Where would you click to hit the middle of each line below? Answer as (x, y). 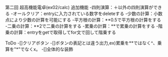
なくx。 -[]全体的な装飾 (49, 49)
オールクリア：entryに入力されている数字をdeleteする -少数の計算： (83, 13)
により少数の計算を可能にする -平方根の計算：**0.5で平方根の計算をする (85, 20)
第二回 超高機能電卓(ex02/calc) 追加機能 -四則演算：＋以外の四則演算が (79, 7)
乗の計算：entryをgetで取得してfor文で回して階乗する (61, 32)
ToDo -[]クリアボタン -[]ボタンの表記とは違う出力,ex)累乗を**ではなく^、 (81, 43)
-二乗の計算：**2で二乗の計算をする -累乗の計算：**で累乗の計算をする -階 (84, 26)
